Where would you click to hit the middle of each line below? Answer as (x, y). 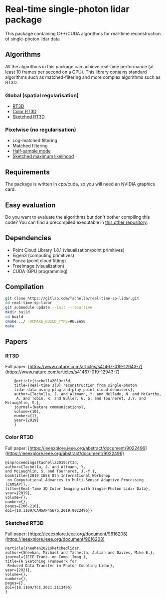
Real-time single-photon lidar (67, 9)
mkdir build (17, 312)
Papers (16, 342)
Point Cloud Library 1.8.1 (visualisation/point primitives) (68, 250)
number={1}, (26, 416)
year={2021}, (19, 570)
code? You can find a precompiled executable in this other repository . (77, 222)
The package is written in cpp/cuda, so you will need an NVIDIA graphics (80, 184)
